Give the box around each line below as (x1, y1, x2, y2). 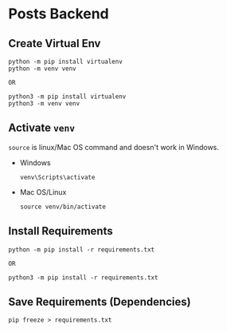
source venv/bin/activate (19, 203, 106, 211)
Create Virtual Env (8, 37, 101, 50)
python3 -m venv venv (8, 100, 80, 108)
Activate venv (8, 121, 76, 135)
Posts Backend (8, 5, 109, 23)
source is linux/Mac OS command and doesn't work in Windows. (8, 142, 219, 152)
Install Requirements (8, 224, 113, 238)
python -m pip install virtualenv (8, 57, 123, 65)
